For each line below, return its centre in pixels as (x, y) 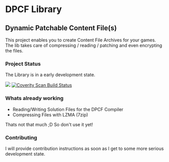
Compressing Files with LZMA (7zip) (50, 115)
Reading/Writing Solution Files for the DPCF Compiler (68, 109)
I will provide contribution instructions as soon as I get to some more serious (84, 148)
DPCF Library (34, 9)
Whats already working (35, 98)
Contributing (21, 137)
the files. (14, 51)
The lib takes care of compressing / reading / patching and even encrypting (84, 45)
